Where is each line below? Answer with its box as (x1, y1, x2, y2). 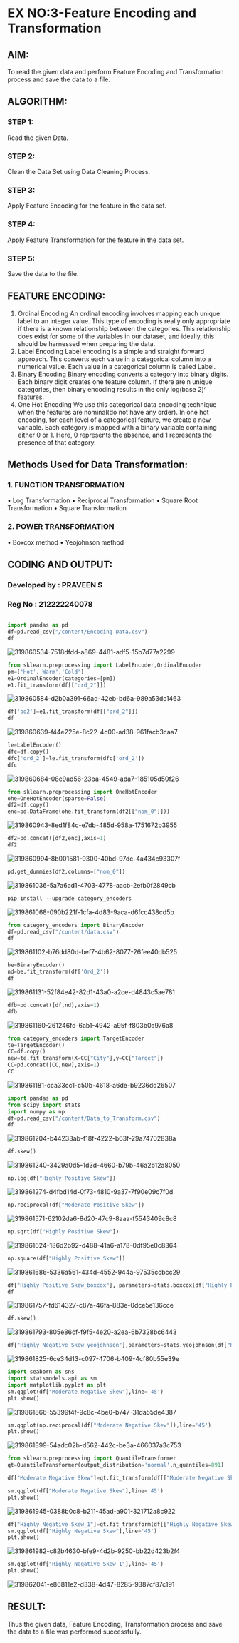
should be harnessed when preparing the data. (17, 339, 156, 348)
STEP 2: (7, 151, 36, 161)
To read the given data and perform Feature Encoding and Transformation (7, 68, 224, 76)
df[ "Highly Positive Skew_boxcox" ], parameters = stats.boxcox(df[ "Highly (7, 1281, 228, 1289)
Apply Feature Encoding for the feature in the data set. (7, 201, 167, 210)
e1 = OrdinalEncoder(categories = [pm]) (7, 674, 116, 682)
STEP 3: (7, 185, 36, 195)
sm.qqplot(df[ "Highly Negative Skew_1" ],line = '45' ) (7, 1561, 164, 1568)
